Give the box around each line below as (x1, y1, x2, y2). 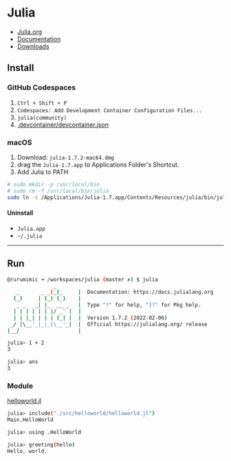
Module (7, 380, 33, 390)
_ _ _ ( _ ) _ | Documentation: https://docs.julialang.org (16, 289, 214, 296)
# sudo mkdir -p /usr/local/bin (7, 181, 100, 188)
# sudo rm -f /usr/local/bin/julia (7, 187, 109, 194)
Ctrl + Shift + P (16, 100, 67, 107)
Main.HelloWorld (7, 416, 54, 424)
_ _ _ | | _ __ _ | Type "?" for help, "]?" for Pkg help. (16, 301, 201, 309)
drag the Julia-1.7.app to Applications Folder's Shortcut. (16, 160, 179, 169)
